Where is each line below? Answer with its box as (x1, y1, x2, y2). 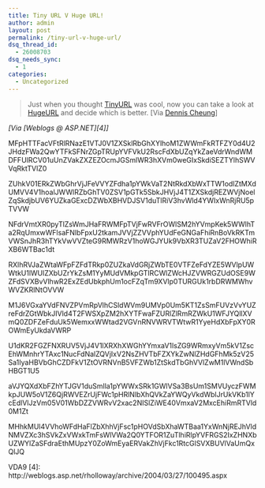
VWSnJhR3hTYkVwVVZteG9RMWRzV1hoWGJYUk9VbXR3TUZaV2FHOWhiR (8, 236, 258, 246)
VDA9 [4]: (8, 462, 41, 471)
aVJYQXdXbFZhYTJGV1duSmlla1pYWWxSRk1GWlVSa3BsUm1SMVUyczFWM (8, 381, 256, 391)
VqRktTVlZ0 (8, 163, 47, 173)
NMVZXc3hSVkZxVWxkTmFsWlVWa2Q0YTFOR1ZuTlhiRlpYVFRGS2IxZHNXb (8, 430, 257, 439)
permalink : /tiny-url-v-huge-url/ (8, 33, 122, 42)
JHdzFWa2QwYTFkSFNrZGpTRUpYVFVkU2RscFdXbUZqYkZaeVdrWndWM (8, 147, 253, 156)
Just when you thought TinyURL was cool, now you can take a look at (27, 99, 254, 109)
